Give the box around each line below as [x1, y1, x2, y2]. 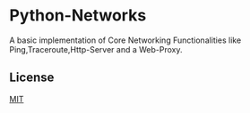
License [9, 70, 55, 85]
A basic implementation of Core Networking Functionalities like [9, 35, 242, 45]
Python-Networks [9, 5, 147, 26]
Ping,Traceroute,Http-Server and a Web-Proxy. [9, 44, 183, 54]
